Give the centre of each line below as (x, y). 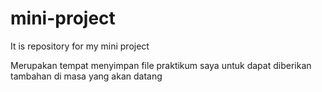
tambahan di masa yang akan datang (86, 76)
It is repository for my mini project (80, 46)
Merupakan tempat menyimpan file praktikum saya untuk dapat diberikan (161, 65)
